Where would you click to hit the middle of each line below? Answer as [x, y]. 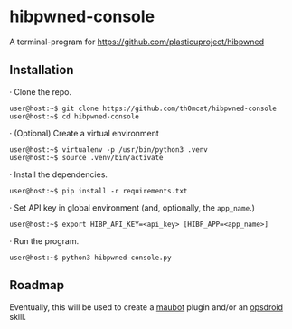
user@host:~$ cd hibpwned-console [75, 116]
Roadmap [37, 285]
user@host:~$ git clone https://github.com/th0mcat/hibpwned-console [143, 108]
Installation [42, 70]
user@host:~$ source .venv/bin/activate [87, 157]
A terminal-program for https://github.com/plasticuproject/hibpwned [137, 42]
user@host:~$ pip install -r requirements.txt [99, 191]
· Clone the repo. [41, 91]
